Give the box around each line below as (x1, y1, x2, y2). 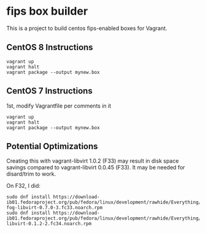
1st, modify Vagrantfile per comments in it (6, 102, 112, 109)
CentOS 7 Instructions (6, 86, 93, 96)
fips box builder (6, 4, 88, 18)
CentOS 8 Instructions (6, 42, 93, 53)
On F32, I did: (6, 182, 41, 190)
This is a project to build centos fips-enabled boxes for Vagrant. (6, 24, 167, 32)
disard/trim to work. (6, 170, 56, 178)
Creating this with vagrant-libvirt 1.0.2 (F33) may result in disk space (6, 157, 179, 165)
